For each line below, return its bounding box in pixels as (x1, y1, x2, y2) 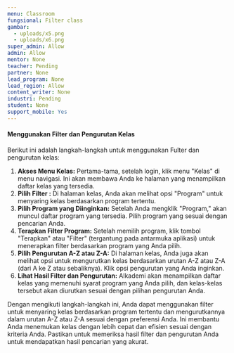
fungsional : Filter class (7, 17, 83, 24)
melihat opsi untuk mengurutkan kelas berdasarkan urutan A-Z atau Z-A (17, 256, 226, 264)
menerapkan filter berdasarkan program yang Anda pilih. (17, 241, 182, 250)
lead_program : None (7, 75, 65, 83)
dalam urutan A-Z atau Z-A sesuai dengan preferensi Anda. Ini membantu (7, 314, 220, 323)
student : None (7, 102, 49, 109)
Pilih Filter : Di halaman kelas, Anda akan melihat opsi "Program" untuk (17, 189, 223, 198)
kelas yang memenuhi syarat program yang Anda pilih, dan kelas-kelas (17, 278, 223, 287)
